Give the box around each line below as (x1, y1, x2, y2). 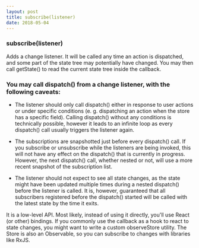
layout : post (6, 8, 39, 15)
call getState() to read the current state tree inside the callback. (6, 65, 162, 72)
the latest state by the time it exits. (14, 199, 99, 206)
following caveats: (6, 87, 61, 96)
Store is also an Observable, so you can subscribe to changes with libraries (6, 230, 191, 237)
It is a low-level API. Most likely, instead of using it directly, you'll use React (6, 211, 190, 218)
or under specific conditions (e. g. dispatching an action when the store (14, 107, 190, 115)
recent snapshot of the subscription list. (14, 163, 113, 170)
